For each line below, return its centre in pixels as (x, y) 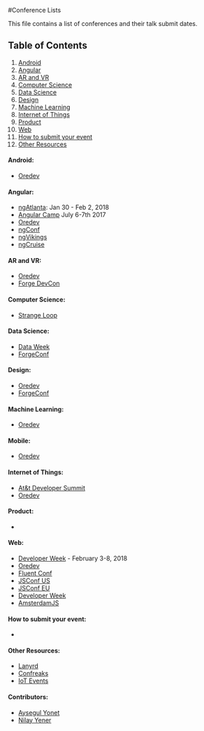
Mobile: (19, 441)
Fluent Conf (35, 574)
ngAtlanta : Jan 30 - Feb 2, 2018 (64, 207)
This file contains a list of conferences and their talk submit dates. (103, 23)
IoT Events (33, 681)
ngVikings (32, 237)
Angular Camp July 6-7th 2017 (62, 215)
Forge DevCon (39, 283)
